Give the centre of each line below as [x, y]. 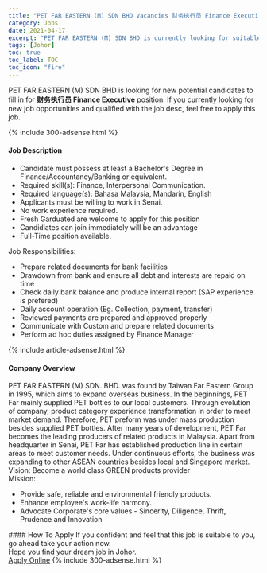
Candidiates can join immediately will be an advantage [109, 227]
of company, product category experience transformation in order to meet [130, 411]
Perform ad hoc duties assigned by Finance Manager [106, 334]
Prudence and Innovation [61, 520]
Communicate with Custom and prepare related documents [117, 325]
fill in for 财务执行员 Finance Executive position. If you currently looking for [131, 99]
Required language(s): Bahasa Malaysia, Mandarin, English [116, 193]
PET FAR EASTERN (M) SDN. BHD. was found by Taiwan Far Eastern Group [131, 386]
